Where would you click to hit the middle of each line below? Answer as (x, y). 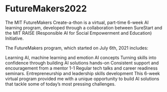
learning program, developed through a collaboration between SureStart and (84, 27)
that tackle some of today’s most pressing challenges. (61, 84)
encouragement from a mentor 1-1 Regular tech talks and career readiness (82, 68)
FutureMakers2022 (46, 9)
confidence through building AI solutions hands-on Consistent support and (82, 63)
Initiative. (14, 38)
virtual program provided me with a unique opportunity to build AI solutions (82, 79)
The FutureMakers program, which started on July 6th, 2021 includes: (77, 48)
